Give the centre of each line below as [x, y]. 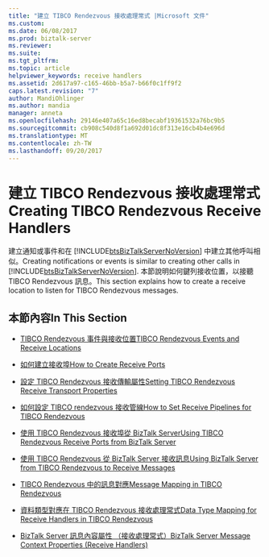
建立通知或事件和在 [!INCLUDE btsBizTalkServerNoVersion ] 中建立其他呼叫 [131, 251]
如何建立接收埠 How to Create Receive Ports [93, 364]
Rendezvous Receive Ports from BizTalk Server [98, 442]
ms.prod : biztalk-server [50, 38]
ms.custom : [27, 23]
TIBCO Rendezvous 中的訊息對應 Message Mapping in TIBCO [121, 484]
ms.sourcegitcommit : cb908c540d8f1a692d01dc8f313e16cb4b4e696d [117, 128]
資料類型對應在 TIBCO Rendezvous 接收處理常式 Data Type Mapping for [139, 510]
